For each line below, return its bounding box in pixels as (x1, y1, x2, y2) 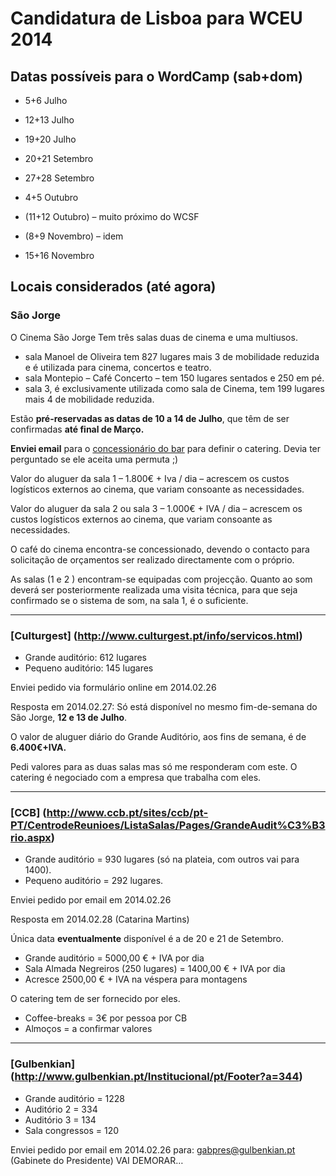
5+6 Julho (24, 95, 68, 106)
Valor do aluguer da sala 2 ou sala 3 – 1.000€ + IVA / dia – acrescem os (10, 502, 303, 514)
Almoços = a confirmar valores (24, 1023, 153, 1035)
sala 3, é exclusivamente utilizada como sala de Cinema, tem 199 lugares (24, 382, 325, 394)
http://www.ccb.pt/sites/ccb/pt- (46, 805, 209, 819)
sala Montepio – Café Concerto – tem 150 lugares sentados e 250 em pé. (24, 372, 325, 384)
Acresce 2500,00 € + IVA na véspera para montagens (24, 973, 248, 986)
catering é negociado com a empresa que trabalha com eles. (10, 771, 262, 783)
